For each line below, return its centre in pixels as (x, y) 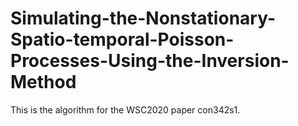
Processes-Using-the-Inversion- (150, 61)
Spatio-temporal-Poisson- (122, 39)
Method (43, 82)
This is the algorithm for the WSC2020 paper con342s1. (125, 109)
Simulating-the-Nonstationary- (143, 18)
